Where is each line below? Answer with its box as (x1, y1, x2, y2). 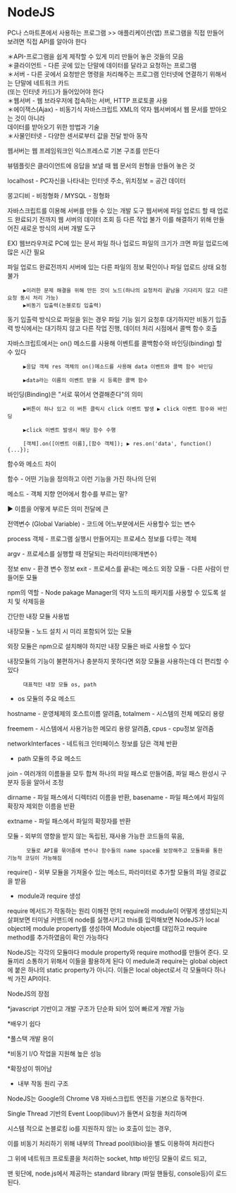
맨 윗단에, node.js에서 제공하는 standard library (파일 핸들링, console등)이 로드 (7, 1169, 228, 1177)
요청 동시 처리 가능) (7, 294, 59, 302)
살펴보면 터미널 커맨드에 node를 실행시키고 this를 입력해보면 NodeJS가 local (7, 915, 220, 924)
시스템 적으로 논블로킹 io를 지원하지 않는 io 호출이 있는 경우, (7, 1124, 172, 1132)
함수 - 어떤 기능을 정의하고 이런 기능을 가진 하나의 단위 (7, 474, 157, 483)
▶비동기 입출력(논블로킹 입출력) (23, 302, 102, 309)
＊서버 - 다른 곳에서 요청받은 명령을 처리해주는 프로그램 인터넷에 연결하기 (7, 70, 209, 78)
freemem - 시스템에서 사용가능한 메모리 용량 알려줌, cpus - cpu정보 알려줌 (7, 724, 214, 733)
